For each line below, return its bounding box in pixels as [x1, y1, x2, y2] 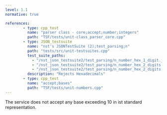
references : [5, 21, 30, 26]
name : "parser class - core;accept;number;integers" [27, 30, 139, 35]
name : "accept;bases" [27, 81, 72, 86]
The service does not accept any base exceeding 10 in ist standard [5, 99, 143, 105]
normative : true [5, 12, 39, 17]
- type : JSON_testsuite [23, 39, 72, 45]
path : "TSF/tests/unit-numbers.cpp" [27, 85, 103, 90]
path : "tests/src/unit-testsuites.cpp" [27, 48, 110, 54]
